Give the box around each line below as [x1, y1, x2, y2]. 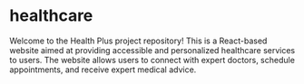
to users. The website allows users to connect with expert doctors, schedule [9, 54, 295, 65]
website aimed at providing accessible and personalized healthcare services [9, 44, 296, 55]
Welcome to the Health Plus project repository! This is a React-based [9, 35, 268, 46]
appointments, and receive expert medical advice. [9, 64, 197, 75]
